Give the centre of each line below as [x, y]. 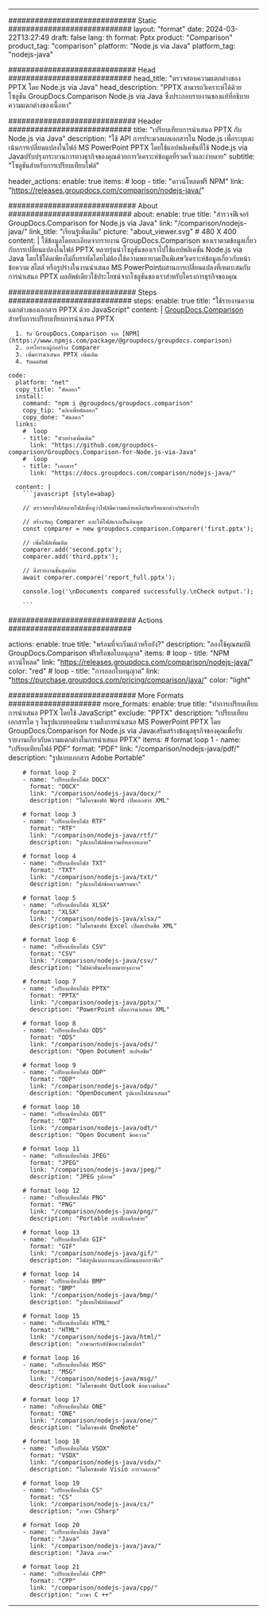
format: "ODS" [53, 1038]
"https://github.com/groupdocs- [104, 445]
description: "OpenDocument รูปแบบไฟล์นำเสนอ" [100, 1093]
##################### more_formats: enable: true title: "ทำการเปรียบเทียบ [133, 704]
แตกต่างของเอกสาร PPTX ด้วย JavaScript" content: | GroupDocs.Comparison [126, 310]
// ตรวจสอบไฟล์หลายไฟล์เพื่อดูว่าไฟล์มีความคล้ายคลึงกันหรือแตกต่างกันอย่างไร [111, 508]
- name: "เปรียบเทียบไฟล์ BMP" [65, 1281]
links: [26, 424]
